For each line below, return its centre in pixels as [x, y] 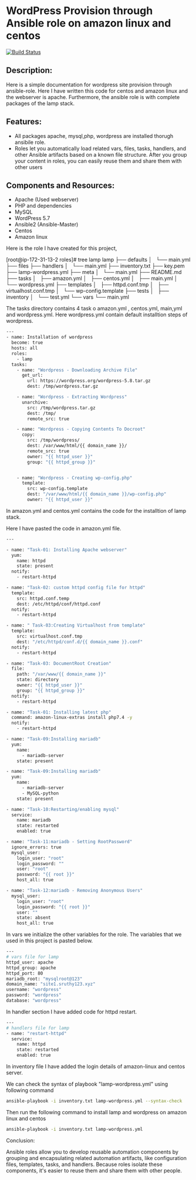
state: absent [34, 918]
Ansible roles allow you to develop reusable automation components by [92, 1152]
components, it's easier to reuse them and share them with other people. [94, 1170]
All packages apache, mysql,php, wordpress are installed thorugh [94, 136]
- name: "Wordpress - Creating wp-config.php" [75, 478]
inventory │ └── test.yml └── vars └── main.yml [67, 297]
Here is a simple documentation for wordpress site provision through [89, 84]
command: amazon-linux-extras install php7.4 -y [72, 718]
